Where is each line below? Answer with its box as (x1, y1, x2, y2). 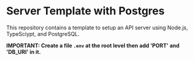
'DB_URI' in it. (6, 48, 41, 55)
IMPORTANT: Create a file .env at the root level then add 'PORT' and (6, 42, 180, 49)
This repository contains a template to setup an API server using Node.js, (6, 24, 189, 31)
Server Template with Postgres (6, 4, 165, 18)
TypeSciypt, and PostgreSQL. (6, 30, 80, 37)
